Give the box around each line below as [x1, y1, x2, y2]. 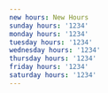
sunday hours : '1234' [9, 21, 89, 30]
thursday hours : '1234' [9, 54, 97, 63]
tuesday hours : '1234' [9, 37, 93, 47]
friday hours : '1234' [9, 63, 89, 72]
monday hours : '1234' [9, 29, 89, 38]
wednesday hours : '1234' [9, 46, 101, 55]
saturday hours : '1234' [9, 71, 97, 80]
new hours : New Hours [9, 12, 89, 22]
